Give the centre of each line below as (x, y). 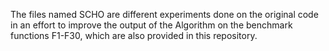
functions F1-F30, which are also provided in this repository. (134, 35)
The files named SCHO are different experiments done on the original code (164, 14)
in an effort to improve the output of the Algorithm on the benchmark (151, 25)
